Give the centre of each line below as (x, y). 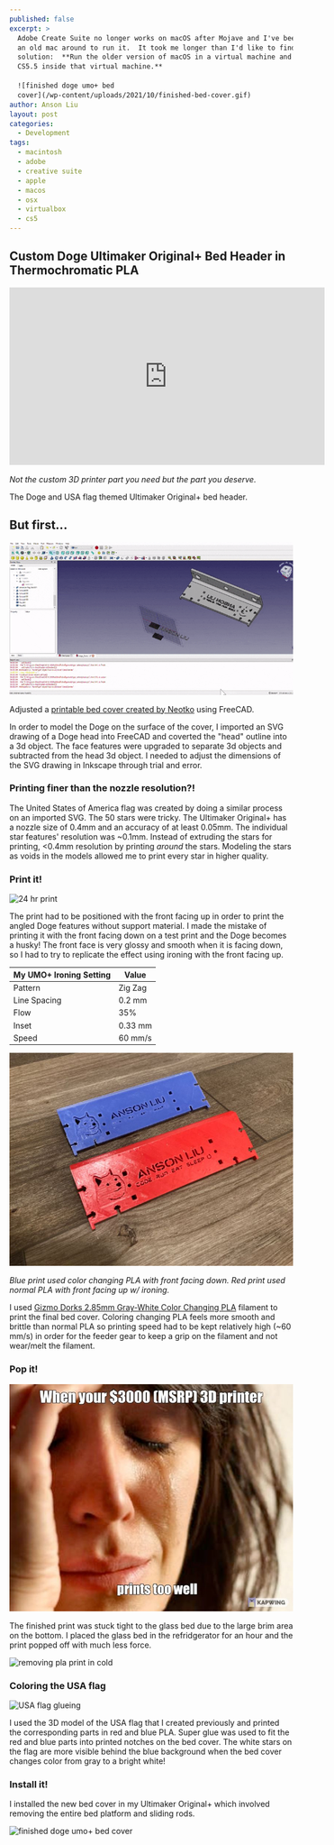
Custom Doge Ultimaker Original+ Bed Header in (148, 257)
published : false (42, 19)
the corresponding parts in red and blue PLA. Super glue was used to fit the (149, 1732)
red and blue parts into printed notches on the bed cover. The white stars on (151, 1741)
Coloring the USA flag (58, 1685)
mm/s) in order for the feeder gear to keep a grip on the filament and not (144, 1336)
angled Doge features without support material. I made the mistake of (138, 926)
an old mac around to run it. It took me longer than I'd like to (147, 48)
